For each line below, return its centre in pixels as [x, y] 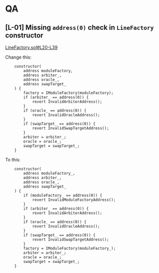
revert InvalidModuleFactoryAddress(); [74, 200]
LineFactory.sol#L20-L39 [31, 47]
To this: [13, 160]
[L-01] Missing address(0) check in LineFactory [79, 28]
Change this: [18, 57]
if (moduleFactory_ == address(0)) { [63, 195]
